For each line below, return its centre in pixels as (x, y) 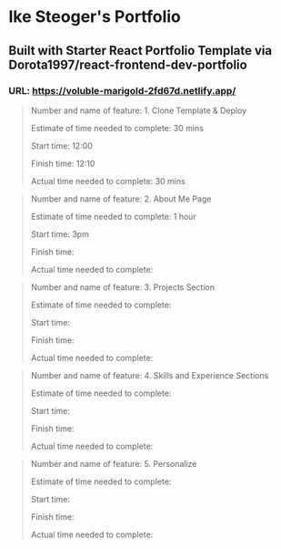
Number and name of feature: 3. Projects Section (123, 287)
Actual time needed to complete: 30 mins (108, 181)
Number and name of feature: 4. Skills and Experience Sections (150, 375)
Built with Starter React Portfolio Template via (140, 51)
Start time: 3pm (60, 233)
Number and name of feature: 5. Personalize (114, 463)
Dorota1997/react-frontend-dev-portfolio (128, 64)
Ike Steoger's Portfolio (95, 17)
